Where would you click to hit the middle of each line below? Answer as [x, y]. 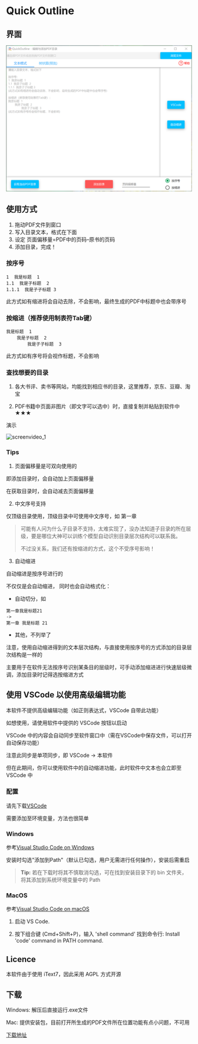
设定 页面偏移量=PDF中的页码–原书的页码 [65, 239]
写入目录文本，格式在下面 [46, 232]
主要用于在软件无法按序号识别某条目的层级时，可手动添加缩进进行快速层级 [96, 667]
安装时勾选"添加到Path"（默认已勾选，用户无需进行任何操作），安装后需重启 [98, 860]
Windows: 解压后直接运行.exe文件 [47, 1010]
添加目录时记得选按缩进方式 [50, 674]
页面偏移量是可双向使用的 [46, 466]
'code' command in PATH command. [59, 941]
